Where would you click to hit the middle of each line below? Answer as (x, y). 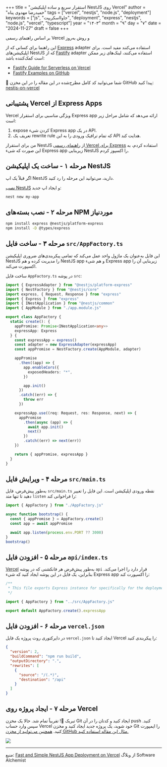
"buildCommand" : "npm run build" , (46, 657)
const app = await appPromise (41, 523)
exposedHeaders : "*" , (50, 372)
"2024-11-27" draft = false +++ (37, 28)
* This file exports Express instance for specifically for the (75, 588)
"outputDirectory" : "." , (36, 661)
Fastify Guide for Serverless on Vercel (52, 68)
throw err (33, 400)
